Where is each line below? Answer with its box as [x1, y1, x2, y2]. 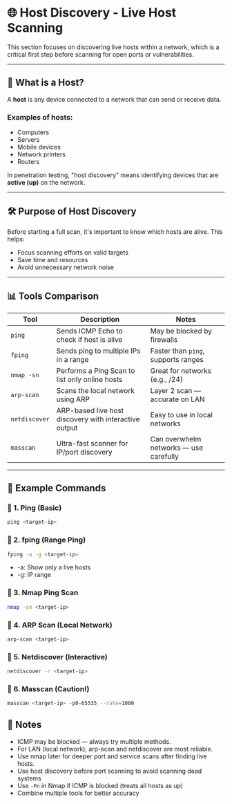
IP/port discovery [56, 447, 113, 457]
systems [17, 774, 41, 783]
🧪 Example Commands [7, 482, 106, 494]
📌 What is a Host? [7, 77, 84, 89]
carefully [150, 451, 180, 461]
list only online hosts [56, 374, 123, 384]
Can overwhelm [150, 434, 202, 444]
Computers [17, 128, 50, 136]
